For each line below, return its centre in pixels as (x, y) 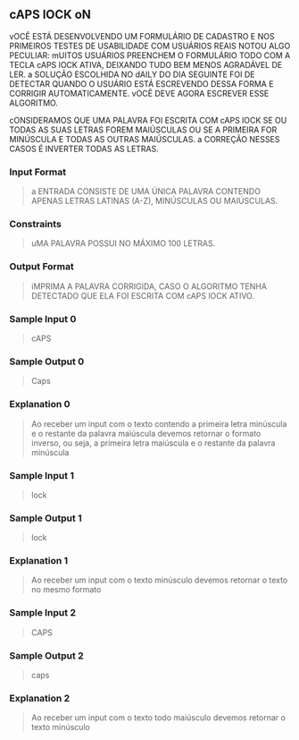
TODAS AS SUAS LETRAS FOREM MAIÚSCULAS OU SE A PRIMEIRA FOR (143, 130)
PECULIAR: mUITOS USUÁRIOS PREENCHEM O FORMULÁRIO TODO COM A (150, 55)
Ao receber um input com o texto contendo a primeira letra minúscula (159, 423)
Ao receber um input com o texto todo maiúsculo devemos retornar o (158, 718)
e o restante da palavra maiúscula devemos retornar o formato (146, 433)
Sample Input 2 (42, 613)
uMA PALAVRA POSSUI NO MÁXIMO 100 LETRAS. (123, 243)
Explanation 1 (39, 561)
